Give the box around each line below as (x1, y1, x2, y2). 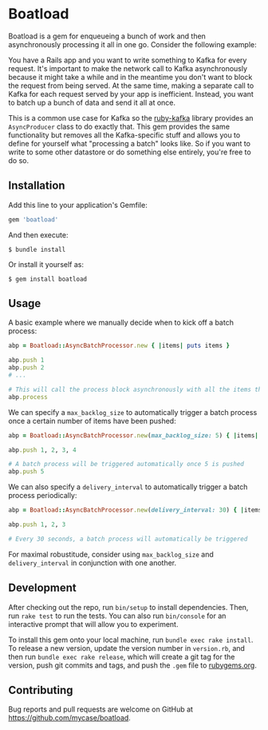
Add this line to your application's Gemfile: (8, 200, 148, 209)
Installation (8, 179, 65, 193)
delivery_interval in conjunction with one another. (8, 557, 177, 568)
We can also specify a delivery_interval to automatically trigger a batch (8, 482, 248, 492)
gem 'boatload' (8, 215, 59, 224)
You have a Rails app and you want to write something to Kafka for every (8, 55, 247, 65)
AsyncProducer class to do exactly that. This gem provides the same (8, 122, 230, 131)
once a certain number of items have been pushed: (8, 416, 177, 425)
